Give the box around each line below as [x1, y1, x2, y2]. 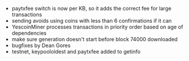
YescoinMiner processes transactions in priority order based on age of [11, 23, 184, 30]
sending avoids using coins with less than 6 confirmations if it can [11, 17, 172, 24]
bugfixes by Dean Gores [11, 42, 71, 49]
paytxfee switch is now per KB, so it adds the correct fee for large [11, 5, 172, 12]
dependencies [11, 30, 47, 37]
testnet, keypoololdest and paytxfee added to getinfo [11, 48, 141, 55]
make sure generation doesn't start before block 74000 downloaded [11, 36, 178, 42]
